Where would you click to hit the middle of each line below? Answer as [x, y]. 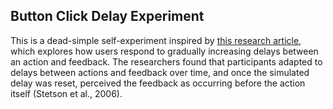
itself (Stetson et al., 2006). [66, 93]
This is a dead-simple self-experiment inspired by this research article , [156, 40]
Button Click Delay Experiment [107, 16]
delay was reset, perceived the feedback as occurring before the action [158, 83]
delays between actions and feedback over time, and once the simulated [160, 72]
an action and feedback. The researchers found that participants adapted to [166, 61]
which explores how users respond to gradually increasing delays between [164, 51]
